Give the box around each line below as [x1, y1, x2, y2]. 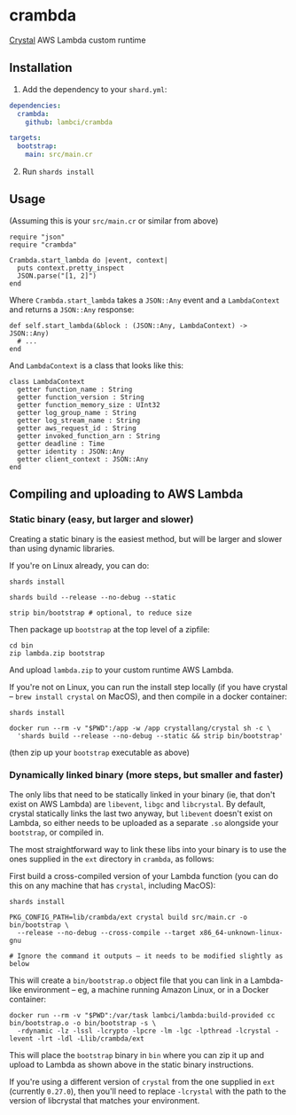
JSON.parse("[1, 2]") [17, 271, 97, 280]
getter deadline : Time [17, 439, 105, 448]
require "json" [9, 232, 66, 241]
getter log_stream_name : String [17, 416, 141, 425]
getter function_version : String [17, 392, 144, 402]
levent [9, 1034, 34, 1043]
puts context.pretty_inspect [17, 263, 125, 272]
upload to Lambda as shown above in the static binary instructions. [9, 1059, 254, 1070]
